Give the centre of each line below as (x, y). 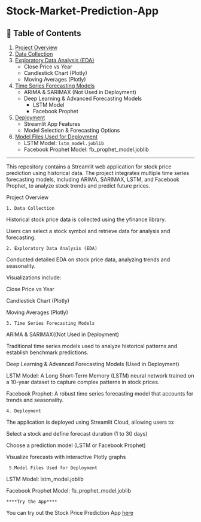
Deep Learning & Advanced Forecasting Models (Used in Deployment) (93, 364)
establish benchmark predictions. (47, 352)
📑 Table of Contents (44, 33)
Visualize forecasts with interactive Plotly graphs (66, 457)
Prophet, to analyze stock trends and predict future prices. (78, 186)
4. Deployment (24, 411)
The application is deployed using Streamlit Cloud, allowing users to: (91, 422)
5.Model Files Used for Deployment (53, 468)
